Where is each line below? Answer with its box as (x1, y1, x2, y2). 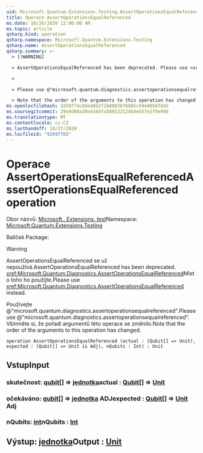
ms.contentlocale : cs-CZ (6, 120, 69, 126)
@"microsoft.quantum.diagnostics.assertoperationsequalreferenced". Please (6, 307, 196, 315)
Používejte (6, 301, 33, 308)
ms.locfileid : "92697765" (6, 131, 71, 137)
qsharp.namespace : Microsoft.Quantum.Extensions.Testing (6, 37, 153, 43)
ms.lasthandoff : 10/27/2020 (6, 125, 77, 132)
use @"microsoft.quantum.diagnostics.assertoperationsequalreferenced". (6, 313, 190, 321)
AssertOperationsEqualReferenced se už (6, 257, 108, 265)
